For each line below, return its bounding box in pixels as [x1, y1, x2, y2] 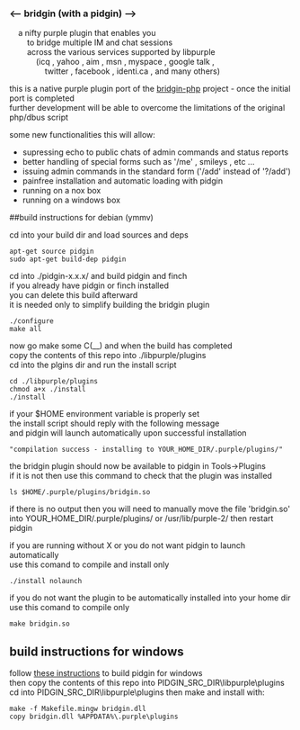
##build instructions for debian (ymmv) [9, 212, 154, 223]
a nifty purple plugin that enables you [17, 28, 156, 39]
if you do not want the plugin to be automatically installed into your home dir [9, 592, 291, 603]
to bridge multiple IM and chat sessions [26, 37, 173, 48]
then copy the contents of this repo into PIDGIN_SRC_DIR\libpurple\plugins [9, 678, 285, 689]
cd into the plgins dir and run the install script [9, 359, 177, 371]
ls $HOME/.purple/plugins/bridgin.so [9, 488, 151, 497]
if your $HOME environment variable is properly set [9, 409, 200, 419]
